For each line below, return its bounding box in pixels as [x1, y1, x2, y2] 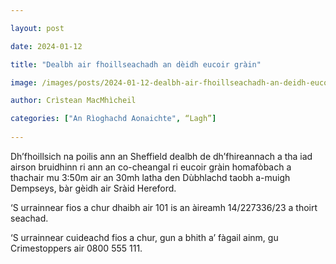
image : [10, 77, 38, 88]
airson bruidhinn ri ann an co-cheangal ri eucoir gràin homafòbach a [10, 161, 292, 173]
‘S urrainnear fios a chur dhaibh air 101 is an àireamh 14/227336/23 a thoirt [10, 201, 318, 213]
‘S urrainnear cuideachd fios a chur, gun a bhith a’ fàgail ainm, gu [10, 231, 279, 243]
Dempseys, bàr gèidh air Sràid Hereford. [10, 182, 177, 194]
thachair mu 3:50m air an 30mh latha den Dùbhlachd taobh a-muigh [10, 171, 291, 183]
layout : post [10, 23, 65, 33]
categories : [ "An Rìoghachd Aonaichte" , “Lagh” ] [10, 114, 217, 124]
